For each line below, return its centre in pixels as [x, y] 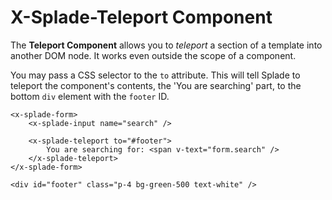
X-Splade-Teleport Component [141, 17]
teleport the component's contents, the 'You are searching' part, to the [156, 85]
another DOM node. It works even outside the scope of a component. [153, 55]
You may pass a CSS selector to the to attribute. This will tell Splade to [155, 75]
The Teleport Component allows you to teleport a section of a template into [166, 45]
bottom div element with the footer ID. [90, 96]
